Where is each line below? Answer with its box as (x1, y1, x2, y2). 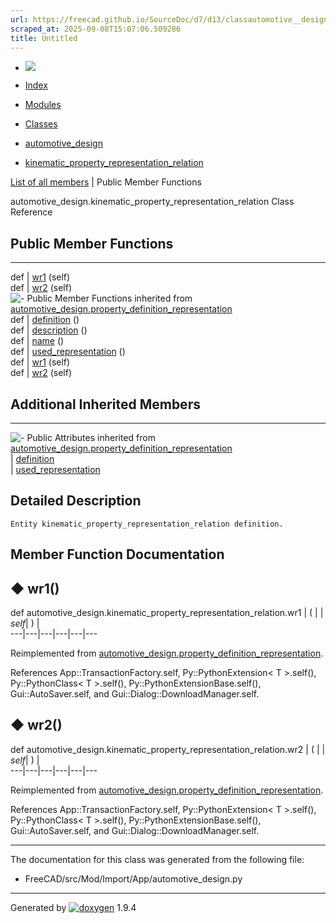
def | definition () (10, 314, 80, 326)
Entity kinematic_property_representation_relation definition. (10, 519, 284, 529)
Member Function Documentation (10, 546, 225, 563)
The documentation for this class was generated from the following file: (10, 853, 305, 865)
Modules (24, 99, 62, 111)
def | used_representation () (10, 346, 126, 358)
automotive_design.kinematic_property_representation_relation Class (10, 196, 295, 208)
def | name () (10, 335, 65, 347)
